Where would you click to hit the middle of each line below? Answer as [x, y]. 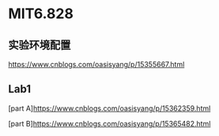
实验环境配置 [40, 45]
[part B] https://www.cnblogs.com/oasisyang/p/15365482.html [109, 123]
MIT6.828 [41, 14]
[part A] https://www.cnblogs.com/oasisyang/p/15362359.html [109, 108]
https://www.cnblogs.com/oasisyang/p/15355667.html [96, 64]
